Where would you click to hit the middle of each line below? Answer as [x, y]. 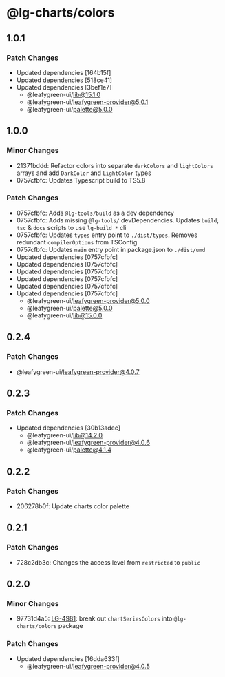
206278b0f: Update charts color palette [73, 506]
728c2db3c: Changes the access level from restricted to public [108, 562]
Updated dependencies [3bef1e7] [64, 87]
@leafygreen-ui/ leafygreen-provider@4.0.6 [88, 443]
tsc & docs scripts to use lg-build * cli [71, 227]
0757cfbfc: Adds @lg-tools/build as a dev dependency [95, 213]
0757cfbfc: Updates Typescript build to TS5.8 [81, 180]
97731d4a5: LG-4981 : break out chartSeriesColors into [94, 618]
